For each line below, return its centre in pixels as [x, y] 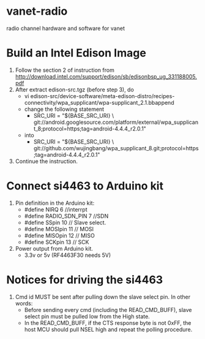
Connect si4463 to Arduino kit [85, 186]
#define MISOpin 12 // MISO [59, 235]
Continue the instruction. [47, 161]
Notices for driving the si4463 [85, 280]
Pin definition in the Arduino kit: [55, 203]
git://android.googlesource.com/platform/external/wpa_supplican [116, 122]
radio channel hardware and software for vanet [66, 28]
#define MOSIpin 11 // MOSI [59, 229]
